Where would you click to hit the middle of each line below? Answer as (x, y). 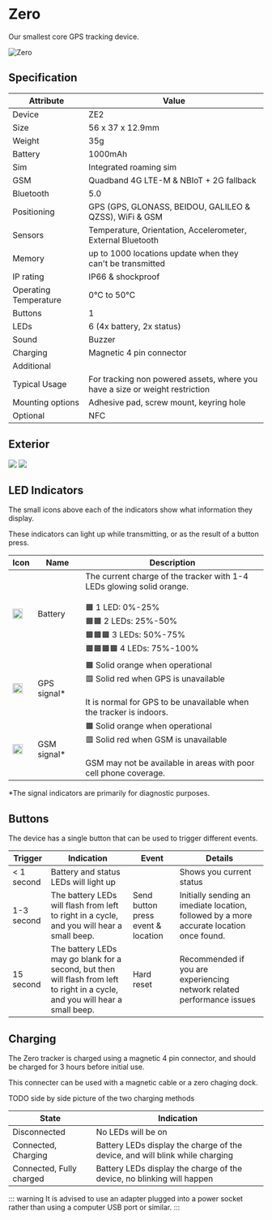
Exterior (29, 444)
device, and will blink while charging (164, 1155)
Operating (32, 290)
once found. (202, 936)
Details (220, 858)
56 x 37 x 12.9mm (124, 127)
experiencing (204, 980)
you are (194, 969)
